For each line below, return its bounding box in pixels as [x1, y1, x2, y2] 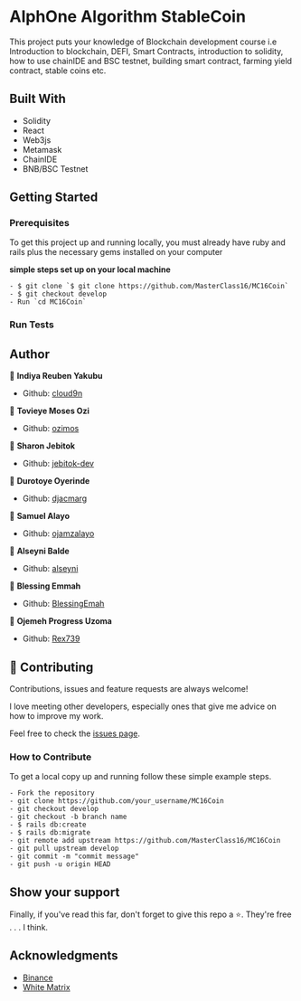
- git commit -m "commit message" [9, 852, 140, 861]
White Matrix [22, 981, 71, 992]
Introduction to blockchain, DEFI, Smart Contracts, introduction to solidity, [9, 45, 284, 56]
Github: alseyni [22, 563, 79, 574]
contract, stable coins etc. [9, 65, 107, 76]
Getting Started [9, 190, 99, 205]
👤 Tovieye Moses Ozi [9, 405, 90, 417]
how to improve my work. [9, 710, 104, 721]
